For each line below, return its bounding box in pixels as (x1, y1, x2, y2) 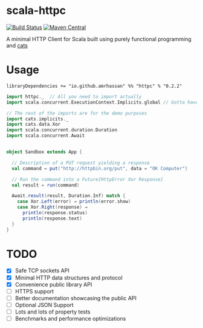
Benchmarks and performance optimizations (14, 315, 126, 322)
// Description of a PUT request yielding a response (11, 160, 150, 166)
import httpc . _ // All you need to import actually (6, 93, 142, 100)
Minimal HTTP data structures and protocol (14, 274, 123, 281)
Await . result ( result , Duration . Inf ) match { (11, 193, 126, 199)
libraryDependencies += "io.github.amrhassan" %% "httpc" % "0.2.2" (6, 83, 182, 89)
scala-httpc (6, 4, 66, 18)
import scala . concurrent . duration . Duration (6, 127, 118, 133)
